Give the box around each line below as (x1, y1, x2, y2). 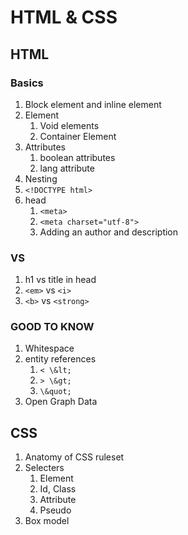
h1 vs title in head (24, 274, 97, 286)
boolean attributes (39, 151, 116, 163)
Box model (24, 515, 70, 527)
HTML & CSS (10, 6, 118, 29)
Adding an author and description (39, 226, 179, 238)
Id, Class (39, 483, 77, 495)
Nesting (24, 172, 58, 185)
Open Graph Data (24, 396, 98, 408)
